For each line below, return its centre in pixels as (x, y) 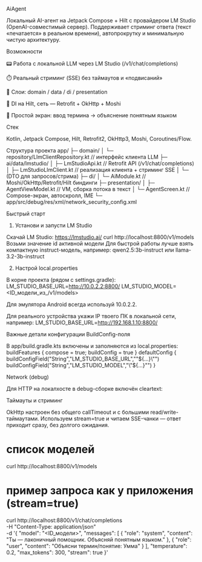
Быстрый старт (26, 214)
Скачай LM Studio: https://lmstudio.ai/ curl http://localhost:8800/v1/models (100, 237)
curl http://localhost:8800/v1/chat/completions (64, 520)
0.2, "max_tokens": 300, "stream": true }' (57, 552)
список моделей (50, 449)
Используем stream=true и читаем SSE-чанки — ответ (111, 419)
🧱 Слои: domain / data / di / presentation (57, 92)
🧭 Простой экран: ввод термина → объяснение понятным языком (92, 115)
